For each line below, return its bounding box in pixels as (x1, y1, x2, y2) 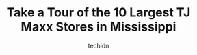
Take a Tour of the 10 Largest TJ (6, 5, 191, 20)
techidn (88, 41, 109, 50)
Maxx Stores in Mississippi (21, 19, 176, 35)
